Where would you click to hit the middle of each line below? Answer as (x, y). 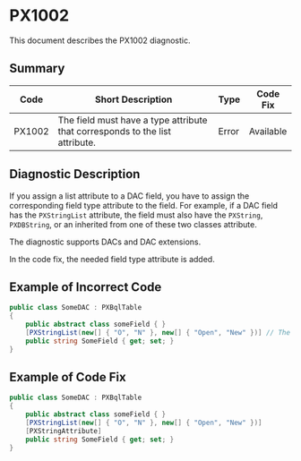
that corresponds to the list (115, 131)
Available (268, 131)
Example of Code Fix (68, 377)
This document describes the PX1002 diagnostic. (100, 40)
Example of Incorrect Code (86, 287)
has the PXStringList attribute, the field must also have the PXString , (136, 215)
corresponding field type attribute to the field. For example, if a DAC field (144, 205)
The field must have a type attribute (133, 120)
